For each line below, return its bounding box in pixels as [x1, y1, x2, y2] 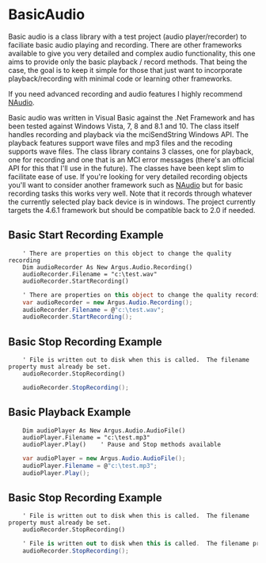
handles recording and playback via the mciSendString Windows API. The [8, 129, 249, 139]
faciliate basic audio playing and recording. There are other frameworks [8, 40, 242, 49]
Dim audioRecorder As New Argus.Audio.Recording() [22, 263, 193, 271]
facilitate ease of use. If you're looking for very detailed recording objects [8, 172, 248, 181]
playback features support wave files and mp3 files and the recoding [8, 138, 234, 147]
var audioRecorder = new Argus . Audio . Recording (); [22, 299, 193, 306]
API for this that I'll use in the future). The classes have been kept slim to [8, 163, 245, 173]
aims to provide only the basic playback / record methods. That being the [8, 57, 248, 67]
